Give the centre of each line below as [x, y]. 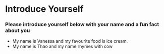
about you [18, 30]
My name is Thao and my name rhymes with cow [62, 46]
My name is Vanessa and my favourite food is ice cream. [70, 41]
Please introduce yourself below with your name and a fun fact [82, 25]
